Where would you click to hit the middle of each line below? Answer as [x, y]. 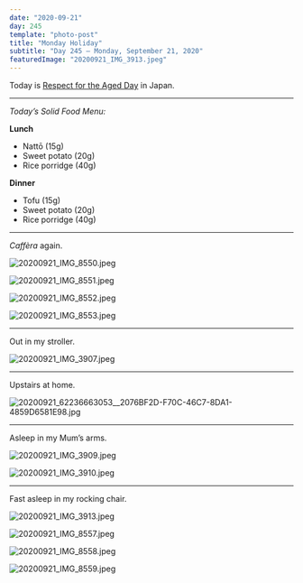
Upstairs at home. [42, 385]
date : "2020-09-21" [46, 18]
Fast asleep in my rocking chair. [68, 499]
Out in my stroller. [42, 341]
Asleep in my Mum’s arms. [58, 438]
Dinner [23, 183]
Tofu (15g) [41, 200]
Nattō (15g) [43, 146]
